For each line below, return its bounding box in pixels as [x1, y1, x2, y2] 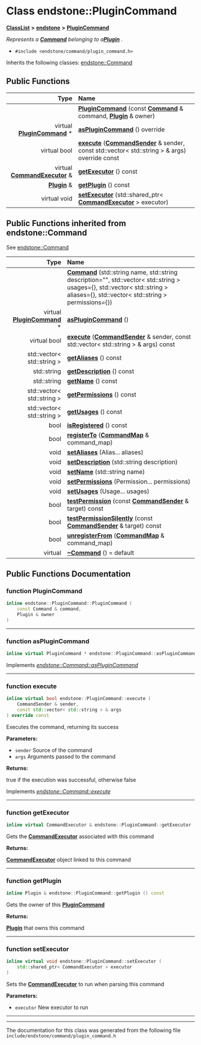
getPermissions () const [66, 390, 136, 398]
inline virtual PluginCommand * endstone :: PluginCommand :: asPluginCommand [6, 651, 197, 657]
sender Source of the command [14, 746, 93, 753]
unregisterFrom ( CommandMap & [66, 531, 165, 539]
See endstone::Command [6, 244, 69, 251]
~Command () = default [66, 548, 135, 557]
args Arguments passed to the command [14, 753, 115, 760]
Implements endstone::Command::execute [6, 788, 111, 795]
